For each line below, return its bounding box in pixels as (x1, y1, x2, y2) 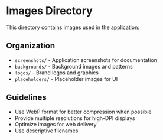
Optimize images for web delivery (14, 121, 97, 128)
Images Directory (6, 4, 93, 18)
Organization (6, 41, 55, 51)
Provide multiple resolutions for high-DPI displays (14, 114, 135, 122)
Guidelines (6, 93, 47, 103)
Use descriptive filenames (14, 127, 79, 134)
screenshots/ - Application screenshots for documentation (14, 56, 158, 63)
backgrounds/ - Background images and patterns (14, 63, 133, 70)
